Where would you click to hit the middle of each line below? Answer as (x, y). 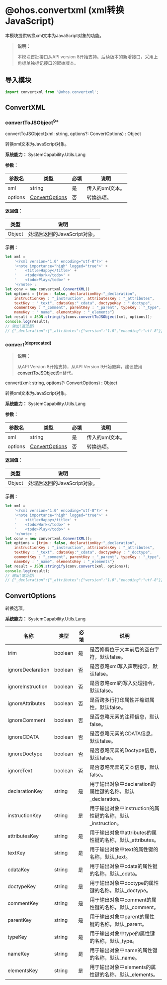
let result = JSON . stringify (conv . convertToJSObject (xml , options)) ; (79, 317)
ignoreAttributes (27, 704)
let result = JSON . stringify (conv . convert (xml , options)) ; (68, 566)
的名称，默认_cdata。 (115, 874)
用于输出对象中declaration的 (123, 784)
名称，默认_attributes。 (131, 840)
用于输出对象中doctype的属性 (124, 883)
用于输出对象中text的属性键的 (124, 849)
